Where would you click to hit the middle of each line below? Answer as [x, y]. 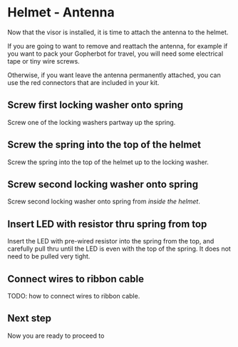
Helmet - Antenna [61, 12]
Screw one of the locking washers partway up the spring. [92, 122]
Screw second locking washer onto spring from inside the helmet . [104, 201]
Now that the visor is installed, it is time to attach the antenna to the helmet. [118, 32]
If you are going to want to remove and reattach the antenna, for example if [118, 46]
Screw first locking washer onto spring [95, 105]
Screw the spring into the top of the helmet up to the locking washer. [108, 162]
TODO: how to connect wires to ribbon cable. [74, 296]
